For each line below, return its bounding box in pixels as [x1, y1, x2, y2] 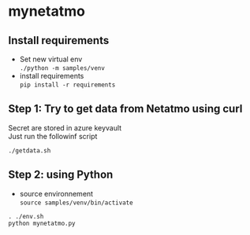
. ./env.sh [8, 212, 44, 220]
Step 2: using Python [8, 168, 114, 182]
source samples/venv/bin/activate [19, 199, 133, 207]
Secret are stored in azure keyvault [8, 123, 122, 132]
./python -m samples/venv [19, 64, 105, 72]
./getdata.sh [8, 146, 51, 155]
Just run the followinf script [8, 131, 98, 141]
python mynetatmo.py [8, 219, 76, 227]
